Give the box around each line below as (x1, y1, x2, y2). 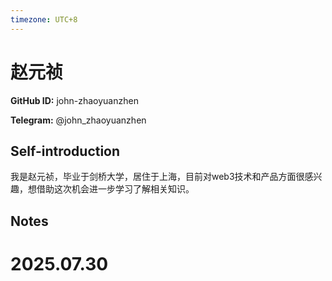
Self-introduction (10, 142, 121, 160)
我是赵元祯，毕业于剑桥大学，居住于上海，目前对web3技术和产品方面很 (10, 171, 305, 183)
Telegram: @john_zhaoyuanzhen (10, 114, 147, 126)
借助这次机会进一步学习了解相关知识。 (36, 183, 195, 195)
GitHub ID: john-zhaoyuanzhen (10, 94, 139, 106)
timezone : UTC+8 (10, 14, 78, 25)
